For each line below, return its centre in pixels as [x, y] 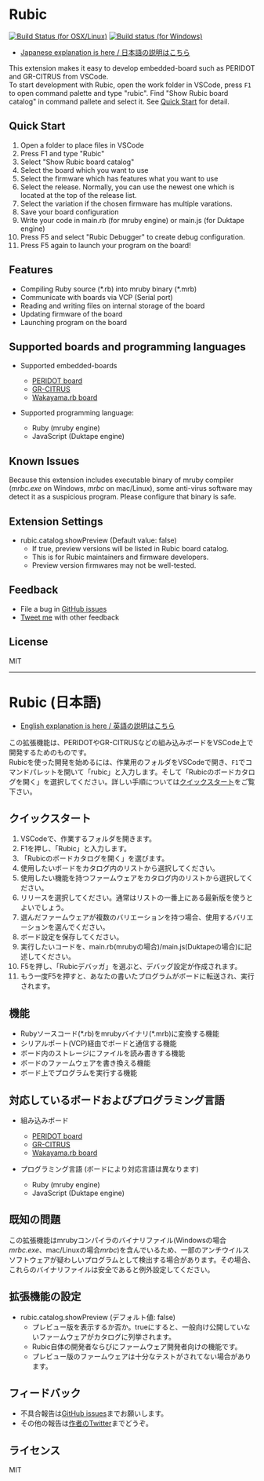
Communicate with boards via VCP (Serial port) [96, 297]
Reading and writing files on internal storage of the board [112, 305]
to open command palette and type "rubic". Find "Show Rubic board [119, 93]
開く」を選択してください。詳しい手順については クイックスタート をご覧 [139, 781]
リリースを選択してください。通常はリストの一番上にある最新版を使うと [137, 898]
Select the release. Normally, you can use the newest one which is [127, 187]
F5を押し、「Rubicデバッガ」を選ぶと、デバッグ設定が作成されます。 [131, 967]
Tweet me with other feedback [70, 617]
